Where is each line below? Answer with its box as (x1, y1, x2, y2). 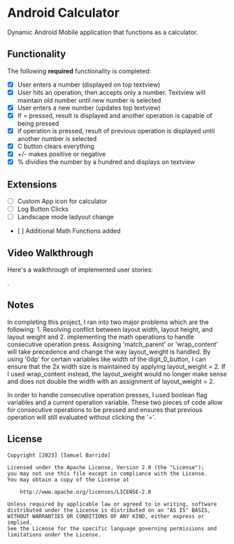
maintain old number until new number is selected (17, 96, 161, 104)
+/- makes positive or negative (17, 150, 106, 159)
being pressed (17, 119, 59, 127)
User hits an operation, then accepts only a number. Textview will (17, 88, 206, 96)
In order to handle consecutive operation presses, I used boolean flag (7, 390, 207, 399)
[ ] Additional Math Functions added (17, 227, 121, 235)
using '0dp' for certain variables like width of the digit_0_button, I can (7, 355, 206, 363)
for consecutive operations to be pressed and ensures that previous (7, 405, 203, 413)
